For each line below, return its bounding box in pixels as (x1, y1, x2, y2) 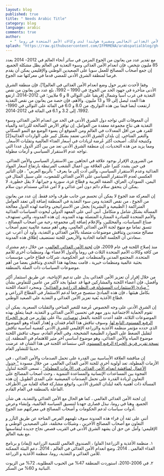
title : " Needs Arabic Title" (5, 16, 67, 21)
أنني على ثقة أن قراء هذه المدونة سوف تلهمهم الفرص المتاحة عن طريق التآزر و (5, 415, 148, 421)
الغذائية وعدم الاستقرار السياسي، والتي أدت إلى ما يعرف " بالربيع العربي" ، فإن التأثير (5, 168, 159, 173)
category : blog (5, 20, 36, 26)
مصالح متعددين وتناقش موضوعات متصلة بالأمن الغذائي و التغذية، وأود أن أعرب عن (5, 229, 154, 235)
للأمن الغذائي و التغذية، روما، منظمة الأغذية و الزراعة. (5, 450, 101, 456)
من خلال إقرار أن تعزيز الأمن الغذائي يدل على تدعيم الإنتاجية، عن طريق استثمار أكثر (5, 274, 156, 280)
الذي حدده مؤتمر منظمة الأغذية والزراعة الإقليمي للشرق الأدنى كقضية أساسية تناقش (5, 324, 158, 330)
